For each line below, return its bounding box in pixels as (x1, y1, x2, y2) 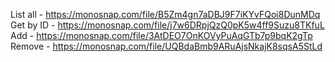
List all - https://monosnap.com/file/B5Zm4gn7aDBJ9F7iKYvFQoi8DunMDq (10, 9, 321, 20)
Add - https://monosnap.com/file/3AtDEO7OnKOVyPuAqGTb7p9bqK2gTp (10, 30, 313, 41)
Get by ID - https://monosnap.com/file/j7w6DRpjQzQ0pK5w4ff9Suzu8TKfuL (10, 19, 325, 31)
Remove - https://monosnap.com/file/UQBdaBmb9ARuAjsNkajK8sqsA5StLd (10, 40, 323, 52)
